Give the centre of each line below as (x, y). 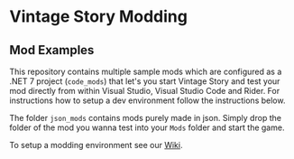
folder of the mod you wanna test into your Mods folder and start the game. (147, 127)
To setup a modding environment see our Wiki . (96, 145)
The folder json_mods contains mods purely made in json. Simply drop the (146, 118)
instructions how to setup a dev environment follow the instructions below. (147, 100)
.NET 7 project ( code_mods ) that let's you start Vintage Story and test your (145, 81)
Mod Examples (52, 50)
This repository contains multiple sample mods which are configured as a (146, 71)
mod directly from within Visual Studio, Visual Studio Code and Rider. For (145, 91)
